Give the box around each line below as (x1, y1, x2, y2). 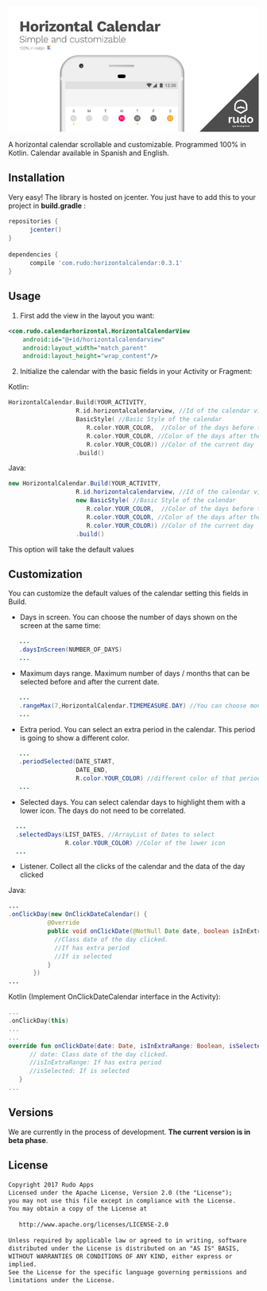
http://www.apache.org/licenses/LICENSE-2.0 (18, 1220, 169, 1228)
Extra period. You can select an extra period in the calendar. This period (19, 724, 256, 734)
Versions (8, 1106, 54, 1120)
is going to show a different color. (19, 733, 130, 743)
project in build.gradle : (8, 201, 86, 210)
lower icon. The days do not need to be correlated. (19, 805, 186, 815)
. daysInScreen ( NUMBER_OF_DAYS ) (18, 645, 123, 654)
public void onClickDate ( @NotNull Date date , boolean (47, 927, 229, 935)
